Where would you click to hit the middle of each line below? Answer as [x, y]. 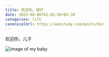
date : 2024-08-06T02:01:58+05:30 [40, 15]
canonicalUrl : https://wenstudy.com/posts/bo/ [55, 24]
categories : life [23, 19]
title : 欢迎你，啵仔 [24, 10]
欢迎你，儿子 [18, 39]
